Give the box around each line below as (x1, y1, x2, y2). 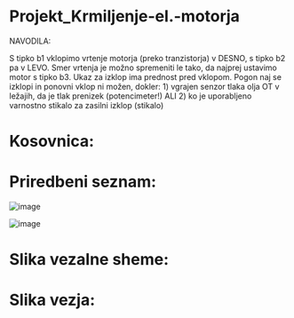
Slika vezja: (9, 290, 96, 310)
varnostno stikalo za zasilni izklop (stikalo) (9, 99, 164, 110)
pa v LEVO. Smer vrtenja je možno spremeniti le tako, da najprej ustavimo (9, 62, 277, 73)
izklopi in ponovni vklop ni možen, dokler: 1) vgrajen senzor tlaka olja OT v (9, 81, 280, 91)
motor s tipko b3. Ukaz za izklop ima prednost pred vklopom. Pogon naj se (9, 71, 282, 82)
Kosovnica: (9, 131, 95, 152)
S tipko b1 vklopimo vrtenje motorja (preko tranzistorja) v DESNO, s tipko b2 (9, 52, 286, 63)
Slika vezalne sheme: (9, 250, 170, 270)
